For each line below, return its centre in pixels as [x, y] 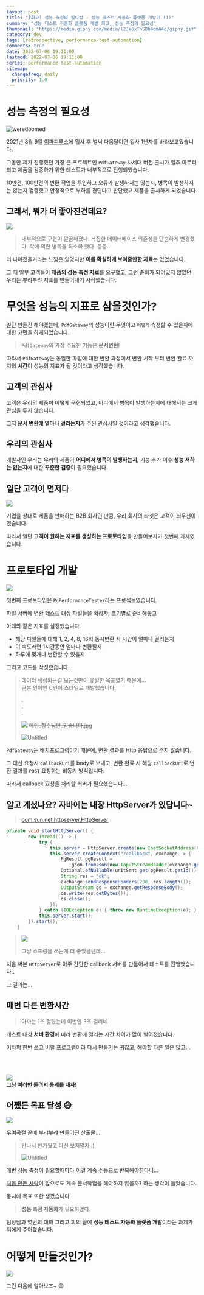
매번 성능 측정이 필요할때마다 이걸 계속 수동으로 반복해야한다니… [83, 1170]
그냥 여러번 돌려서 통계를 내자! [42, 1084]
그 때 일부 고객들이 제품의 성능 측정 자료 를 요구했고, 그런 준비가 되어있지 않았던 [99, 272]
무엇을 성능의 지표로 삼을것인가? [82, 307]
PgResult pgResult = [87, 859]
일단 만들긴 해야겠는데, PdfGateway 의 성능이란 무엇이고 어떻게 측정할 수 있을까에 [100, 325]
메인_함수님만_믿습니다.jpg [60, 726]
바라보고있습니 [177, 142]
